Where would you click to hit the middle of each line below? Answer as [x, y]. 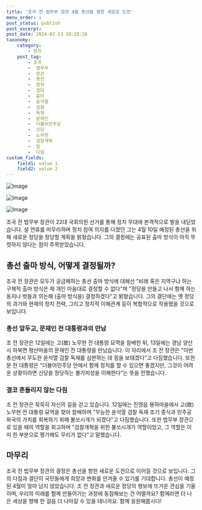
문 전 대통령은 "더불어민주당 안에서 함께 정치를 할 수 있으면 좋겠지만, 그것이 [94, 365]
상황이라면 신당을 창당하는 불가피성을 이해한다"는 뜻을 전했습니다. [90, 373]
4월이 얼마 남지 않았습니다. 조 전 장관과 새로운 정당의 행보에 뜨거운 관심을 [99, 486]
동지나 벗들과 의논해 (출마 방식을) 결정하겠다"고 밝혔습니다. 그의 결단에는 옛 [95, 296]
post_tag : [30, 57]
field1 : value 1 [38, 164]
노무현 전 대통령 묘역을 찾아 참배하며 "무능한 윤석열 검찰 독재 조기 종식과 [91, 412]
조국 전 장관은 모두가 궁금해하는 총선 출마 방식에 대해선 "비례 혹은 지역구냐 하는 [99, 281]
